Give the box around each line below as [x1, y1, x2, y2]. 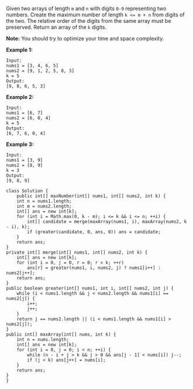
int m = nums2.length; [16, 203, 72, 209]
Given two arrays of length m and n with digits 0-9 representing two [6, 5, 167, 12]
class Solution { [6, 188, 49, 194]
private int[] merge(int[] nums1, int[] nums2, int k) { [6, 250, 148, 255]
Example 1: [6, 46, 33, 53]
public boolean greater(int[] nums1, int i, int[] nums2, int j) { [6, 285, 174, 291]
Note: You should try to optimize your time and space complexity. [6, 35, 164, 42]
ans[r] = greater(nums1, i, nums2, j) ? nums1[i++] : [27, 265, 161, 271]
